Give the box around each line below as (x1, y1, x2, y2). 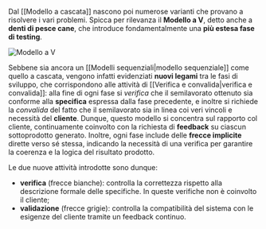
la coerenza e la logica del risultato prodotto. (8, 147, 155, 157)
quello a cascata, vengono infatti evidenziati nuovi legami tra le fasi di (8, 72, 238, 80)
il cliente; (19, 195, 50, 204)
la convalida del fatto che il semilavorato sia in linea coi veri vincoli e (8, 105, 233, 114)
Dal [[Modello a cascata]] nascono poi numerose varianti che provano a (8, 7, 244, 16)
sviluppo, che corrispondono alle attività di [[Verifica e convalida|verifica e (8, 80, 252, 89)
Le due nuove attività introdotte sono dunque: (8, 163, 158, 172)
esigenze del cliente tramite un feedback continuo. (19, 212, 187, 221)
